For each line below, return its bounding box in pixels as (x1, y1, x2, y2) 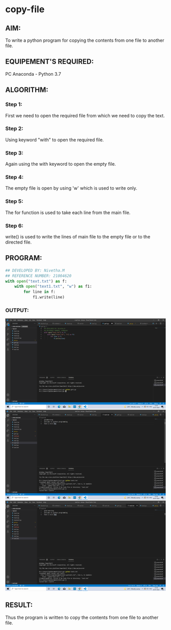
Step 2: (5, 125, 24, 132)
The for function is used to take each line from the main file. (5, 209, 131, 216)
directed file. (5, 239, 32, 245)
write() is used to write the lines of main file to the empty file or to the (5, 233, 151, 239)
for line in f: (23, 289, 56, 294)
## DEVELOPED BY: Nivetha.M (5, 268, 65, 273)
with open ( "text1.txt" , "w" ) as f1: (14, 284, 93, 289)
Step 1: (5, 101, 22, 108)
